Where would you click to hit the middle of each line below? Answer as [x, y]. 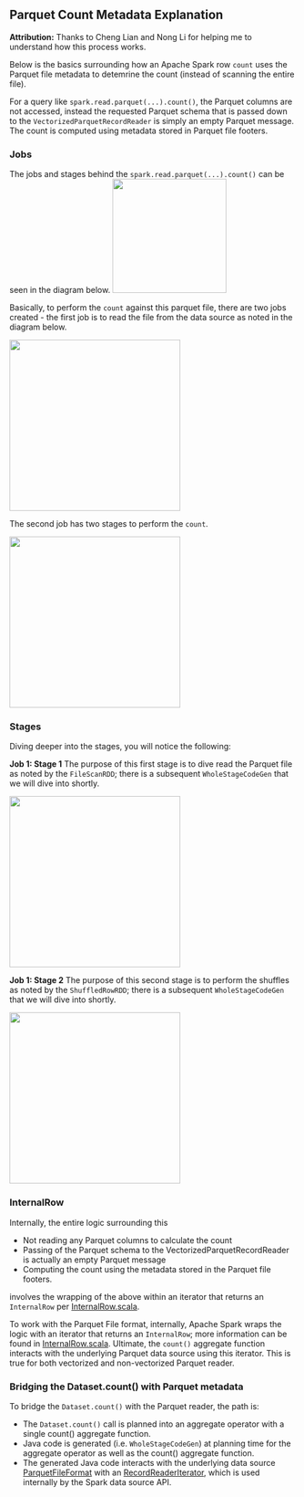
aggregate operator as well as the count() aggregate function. [138, 1453]
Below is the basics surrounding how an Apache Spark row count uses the [149, 64]
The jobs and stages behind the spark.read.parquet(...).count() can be [147, 174]
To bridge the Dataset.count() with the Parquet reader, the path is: [134, 1406]
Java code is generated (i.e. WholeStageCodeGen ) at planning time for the [157, 1443]
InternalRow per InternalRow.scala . [75, 1306]
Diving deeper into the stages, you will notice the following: [121, 747]
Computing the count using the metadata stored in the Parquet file [147, 1269]
